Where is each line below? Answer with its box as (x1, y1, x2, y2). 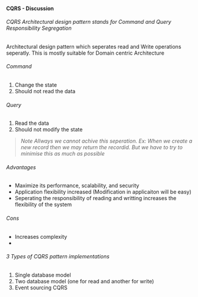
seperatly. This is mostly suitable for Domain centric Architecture (6, 49, 165, 56)
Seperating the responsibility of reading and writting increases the (14, 195, 177, 202)
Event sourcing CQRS (14, 284, 68, 291)
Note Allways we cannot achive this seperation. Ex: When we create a (20, 137, 193, 145)
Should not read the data (14, 88, 76, 94)
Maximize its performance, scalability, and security (14, 182, 139, 189)
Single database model (14, 271, 71, 279)
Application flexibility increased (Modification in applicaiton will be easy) (14, 188, 191, 195)
